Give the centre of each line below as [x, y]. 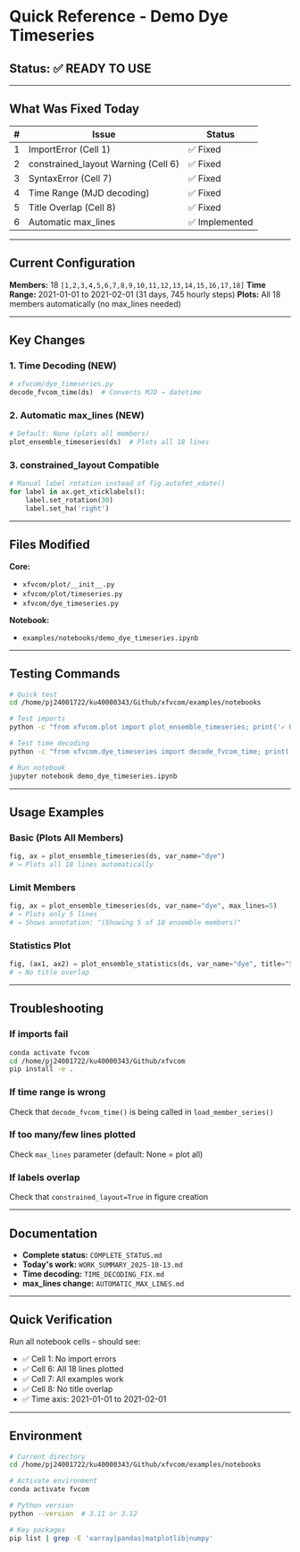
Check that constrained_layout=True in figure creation [109, 1197]
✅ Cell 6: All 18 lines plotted [73, 1369]
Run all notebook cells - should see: [75, 1341]
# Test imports [37, 719]
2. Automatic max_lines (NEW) [77, 415]
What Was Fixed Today [75, 109]
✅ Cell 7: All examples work [73, 1379]
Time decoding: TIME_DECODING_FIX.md [93, 1274]
